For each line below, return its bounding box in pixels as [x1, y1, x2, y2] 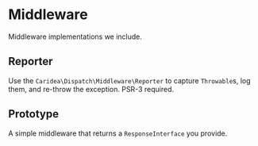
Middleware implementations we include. [8, 32, 143, 41]
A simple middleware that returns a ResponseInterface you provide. [8, 129, 228, 138]
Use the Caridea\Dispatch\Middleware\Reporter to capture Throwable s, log [8, 75, 252, 85]
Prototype [8, 107, 60, 121]
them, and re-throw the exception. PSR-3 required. [8, 84, 175, 94]
